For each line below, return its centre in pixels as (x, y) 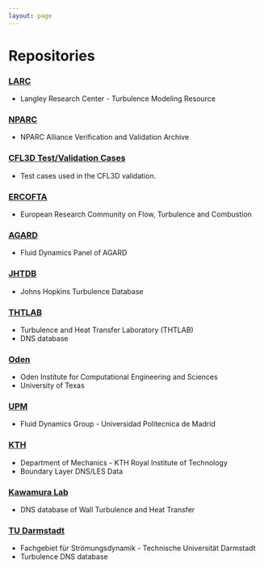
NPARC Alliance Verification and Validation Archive (105, 137)
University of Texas (52, 385)
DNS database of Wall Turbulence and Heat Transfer (107, 510)
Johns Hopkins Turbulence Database (82, 291)
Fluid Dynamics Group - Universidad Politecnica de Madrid (117, 424)
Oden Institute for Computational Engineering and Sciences (119, 377)
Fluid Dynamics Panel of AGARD (73, 253)
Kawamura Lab (38, 492)
